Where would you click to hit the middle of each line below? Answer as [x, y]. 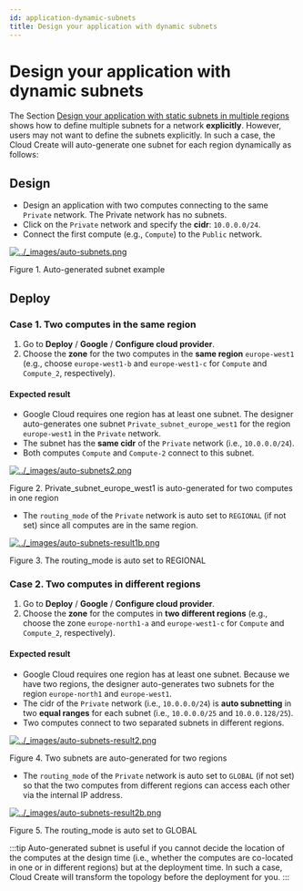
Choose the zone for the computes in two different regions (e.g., [145, 614]
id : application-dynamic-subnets [73, 18]
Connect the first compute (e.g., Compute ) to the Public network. [142, 234]
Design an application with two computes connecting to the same [145, 205]
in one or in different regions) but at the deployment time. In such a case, [146, 867]
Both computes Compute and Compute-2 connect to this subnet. [138, 453]
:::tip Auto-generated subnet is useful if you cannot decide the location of [147, 847]
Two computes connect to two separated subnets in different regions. [153, 722]
